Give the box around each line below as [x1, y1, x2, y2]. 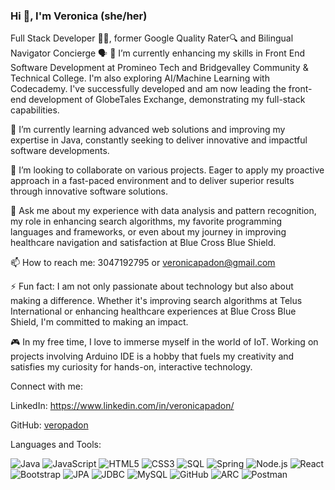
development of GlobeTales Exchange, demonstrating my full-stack [28, 94, 306, 106]
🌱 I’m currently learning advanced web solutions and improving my [10, 124, 286, 136]
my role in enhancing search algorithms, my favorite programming [10, 215, 283, 228]
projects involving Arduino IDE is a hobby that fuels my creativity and [10, 350, 295, 363]
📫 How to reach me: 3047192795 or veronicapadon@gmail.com [10, 257, 276, 269]
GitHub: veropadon [10, 419, 89, 431]
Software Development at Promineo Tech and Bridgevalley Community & [10, 62, 309, 74]
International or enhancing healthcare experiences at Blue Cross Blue [10, 305, 297, 318]
